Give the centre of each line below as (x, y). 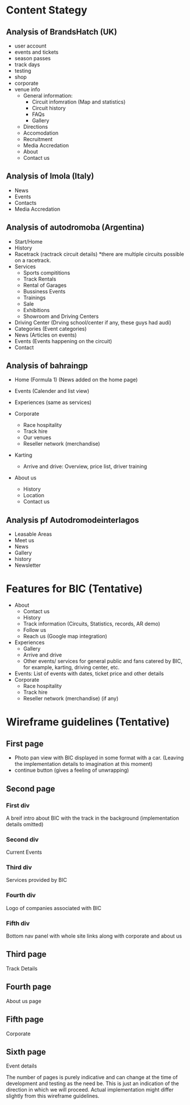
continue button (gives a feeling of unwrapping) (72, 770)
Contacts (25, 203)
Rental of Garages (45, 285)
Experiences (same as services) (53, 402)
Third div (19, 867)
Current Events (24, 852)
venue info (27, 89)
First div (18, 805)
